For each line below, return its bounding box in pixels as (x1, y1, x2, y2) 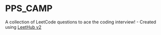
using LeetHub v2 (5, 24, 42, 30)
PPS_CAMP (5, 3, 53, 14)
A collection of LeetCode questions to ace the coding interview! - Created (5, 19, 157, 25)
